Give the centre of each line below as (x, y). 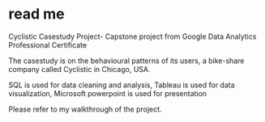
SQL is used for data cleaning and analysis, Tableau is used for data (122, 85)
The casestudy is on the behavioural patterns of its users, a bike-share (126, 61)
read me (36, 14)
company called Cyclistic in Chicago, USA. (79, 69)
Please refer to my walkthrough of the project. (85, 109)
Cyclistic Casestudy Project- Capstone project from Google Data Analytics (132, 36)
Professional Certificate (48, 44)
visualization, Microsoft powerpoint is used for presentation (108, 93)
